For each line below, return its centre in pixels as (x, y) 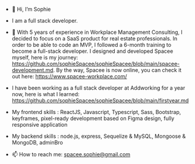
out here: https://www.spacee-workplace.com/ (69, 76)
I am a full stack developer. (45, 20)
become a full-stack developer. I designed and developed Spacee (92, 51)
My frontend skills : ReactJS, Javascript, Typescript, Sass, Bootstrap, (96, 112)
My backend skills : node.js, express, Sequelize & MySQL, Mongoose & (99, 136)
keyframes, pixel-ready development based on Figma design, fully (93, 118)
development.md (32, 70)
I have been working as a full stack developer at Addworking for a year (98, 88)
